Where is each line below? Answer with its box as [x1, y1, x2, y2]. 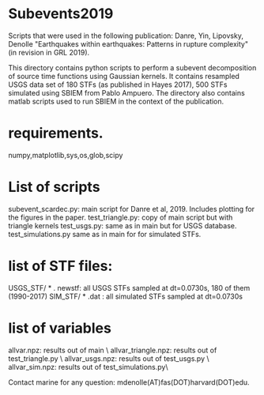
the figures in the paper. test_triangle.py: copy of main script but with [8, 213, 233, 222]
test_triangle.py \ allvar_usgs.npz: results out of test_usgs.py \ [8, 353, 209, 363]
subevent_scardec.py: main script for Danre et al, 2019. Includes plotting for [8, 204, 255, 213]
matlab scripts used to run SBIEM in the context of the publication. [8, 96, 224, 106]
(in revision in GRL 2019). [8, 47, 90, 57]
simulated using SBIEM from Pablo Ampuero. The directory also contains [8, 88, 245, 97]
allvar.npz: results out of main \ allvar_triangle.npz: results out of [8, 345, 217, 355]
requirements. [8, 124, 104, 142]
